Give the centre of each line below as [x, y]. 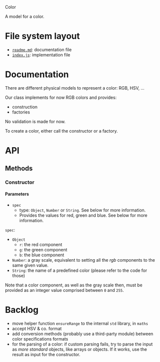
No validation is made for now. [35, 121]
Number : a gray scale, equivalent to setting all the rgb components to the [83, 260]
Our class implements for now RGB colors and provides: [61, 97]
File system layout [42, 36]
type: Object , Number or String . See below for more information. [82, 210]
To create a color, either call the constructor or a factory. [61, 131]
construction [25, 107]
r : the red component [41, 244]
